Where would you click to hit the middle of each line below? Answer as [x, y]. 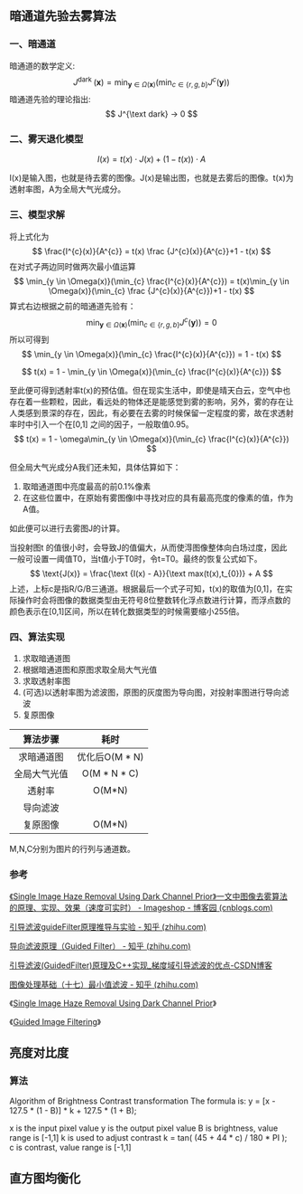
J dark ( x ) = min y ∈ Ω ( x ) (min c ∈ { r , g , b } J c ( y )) [151, 82]
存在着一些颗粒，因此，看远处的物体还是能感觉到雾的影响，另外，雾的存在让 [151, 402]
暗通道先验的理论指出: [50, 99]
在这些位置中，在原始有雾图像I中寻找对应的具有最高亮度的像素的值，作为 [158, 498]
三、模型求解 [37, 215]
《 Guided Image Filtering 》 [55, 1021]
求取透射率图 [46, 681]
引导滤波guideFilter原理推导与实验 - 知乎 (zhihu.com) [108, 926]
